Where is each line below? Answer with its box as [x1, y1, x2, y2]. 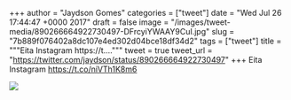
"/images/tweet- [170, 17, 231, 27]
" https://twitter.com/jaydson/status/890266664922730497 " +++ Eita [9, 55, 263, 65]
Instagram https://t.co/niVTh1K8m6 [9, 64, 138, 74]
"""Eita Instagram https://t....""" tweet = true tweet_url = [9, 45, 213, 56]
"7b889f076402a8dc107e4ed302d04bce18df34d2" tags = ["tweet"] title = [9, 35, 282, 46]
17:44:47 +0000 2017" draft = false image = [9, 17, 169, 27]
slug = [211, 27, 235, 36]
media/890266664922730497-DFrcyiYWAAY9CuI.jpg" [9, 27, 210, 36]
